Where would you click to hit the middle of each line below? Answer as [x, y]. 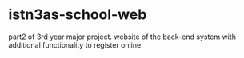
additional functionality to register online [75, 44]
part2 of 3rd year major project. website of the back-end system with [122, 37]
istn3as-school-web [78, 15]
